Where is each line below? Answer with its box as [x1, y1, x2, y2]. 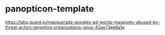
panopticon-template [5, 3, 94, 14]
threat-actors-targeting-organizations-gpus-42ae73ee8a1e [5, 24, 125, 30]
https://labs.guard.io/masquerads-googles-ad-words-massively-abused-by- [5, 19, 160, 25]
